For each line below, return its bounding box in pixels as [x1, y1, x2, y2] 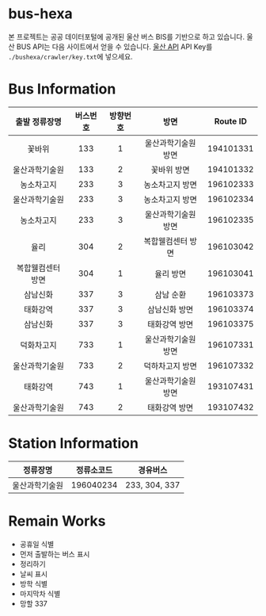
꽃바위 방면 [150, 164, 190, 175]
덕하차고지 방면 [143, 360, 198, 371]
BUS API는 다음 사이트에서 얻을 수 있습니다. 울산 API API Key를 [16, 41, 213, 52]
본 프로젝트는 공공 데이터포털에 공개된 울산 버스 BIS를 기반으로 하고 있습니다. [8, 32, 245, 41]
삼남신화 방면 [147, 304, 194, 315]
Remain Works [8, 512, 106, 530]
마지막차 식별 [19, 588, 61, 599]
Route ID [214, 116, 248, 127]
